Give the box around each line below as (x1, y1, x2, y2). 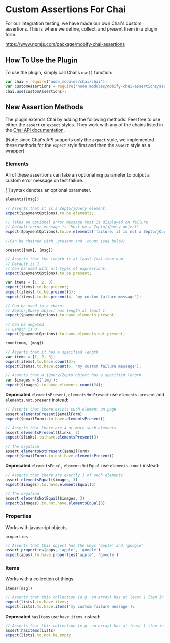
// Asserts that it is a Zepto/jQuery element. (5, 206, 108, 211)
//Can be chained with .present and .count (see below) (5, 238, 125, 244)
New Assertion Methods (5, 103, 83, 111)
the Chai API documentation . (5, 127, 65, 133)
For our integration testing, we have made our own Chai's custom (5, 20, 142, 26)
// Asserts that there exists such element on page (5, 407, 116, 412)
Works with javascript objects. (5, 524, 68, 530)
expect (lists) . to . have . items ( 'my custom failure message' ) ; (5, 604, 135, 609)
